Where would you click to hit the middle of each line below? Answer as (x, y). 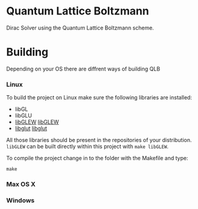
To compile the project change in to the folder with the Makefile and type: (97, 158)
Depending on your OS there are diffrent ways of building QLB (83, 69)
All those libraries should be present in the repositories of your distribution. (99, 140)
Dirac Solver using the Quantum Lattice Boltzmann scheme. (80, 28)
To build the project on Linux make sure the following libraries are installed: (99, 98)
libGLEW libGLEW (37, 122)
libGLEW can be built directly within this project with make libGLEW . (87, 146)
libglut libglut (31, 128)
